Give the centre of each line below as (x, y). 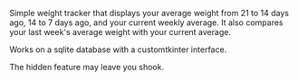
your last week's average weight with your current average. (120, 32)
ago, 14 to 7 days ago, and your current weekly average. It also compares (146, 22)
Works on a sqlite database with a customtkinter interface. (118, 49)
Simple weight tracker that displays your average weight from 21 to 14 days (149, 13)
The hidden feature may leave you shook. (87, 67)
